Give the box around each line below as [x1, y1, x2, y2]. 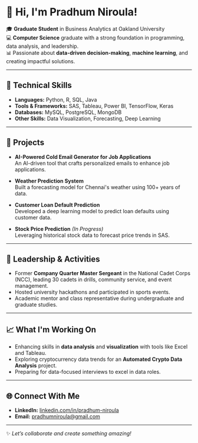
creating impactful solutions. [6, 57, 75, 64]
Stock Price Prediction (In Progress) [14, 225, 104, 232]
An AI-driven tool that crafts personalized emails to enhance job [14, 159, 170, 167]
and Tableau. [14, 350, 47, 357]
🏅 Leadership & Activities [6, 254, 100, 264]
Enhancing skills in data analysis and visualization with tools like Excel [14, 343, 188, 350]
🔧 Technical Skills [6, 80, 72, 90]
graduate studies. [14, 301, 58, 308]
